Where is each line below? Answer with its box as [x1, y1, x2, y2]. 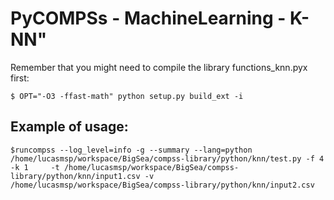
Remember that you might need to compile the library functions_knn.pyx [10, 61, 308, 73]
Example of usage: [10, 118, 129, 136]
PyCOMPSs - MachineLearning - [10, 7, 287, 30]
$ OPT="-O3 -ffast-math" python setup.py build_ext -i [10, 91, 244, 101]
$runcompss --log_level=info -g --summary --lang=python [10, 145, 253, 155]
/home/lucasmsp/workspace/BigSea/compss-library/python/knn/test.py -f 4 [10, 153, 325, 164]
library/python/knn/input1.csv [10, 171, 141, 181]
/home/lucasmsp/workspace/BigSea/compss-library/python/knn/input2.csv [10, 180, 315, 190]
